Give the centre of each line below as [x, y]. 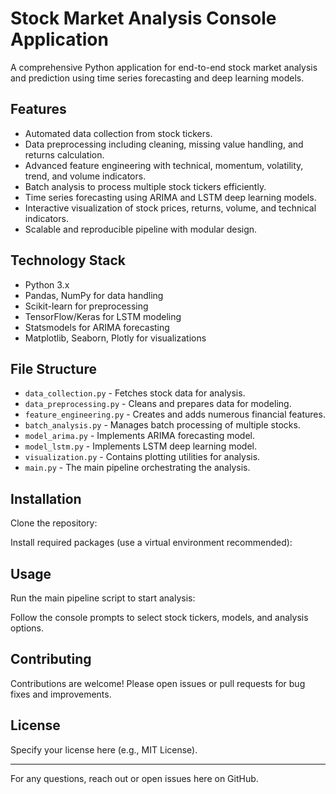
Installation [46, 498]
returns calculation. [64, 154]
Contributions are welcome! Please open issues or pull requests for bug [158, 683]
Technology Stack [68, 260]
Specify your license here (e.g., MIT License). [104, 749]
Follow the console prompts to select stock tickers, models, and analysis [159, 617]
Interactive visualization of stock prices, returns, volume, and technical [170, 208]
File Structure [53, 368]
